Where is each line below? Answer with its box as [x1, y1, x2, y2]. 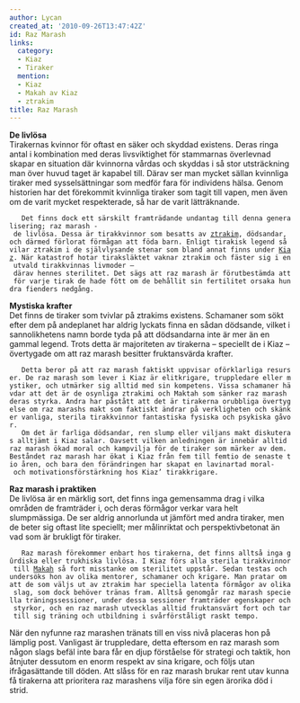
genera [266, 214, 292, 223]
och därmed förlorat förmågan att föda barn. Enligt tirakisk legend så [9, 237, 287, 247]
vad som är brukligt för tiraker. [9, 531, 121, 542]
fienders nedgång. [25, 285, 94, 294]
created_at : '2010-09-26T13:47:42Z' [9, 22, 146, 31]
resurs [266, 366, 292, 375]
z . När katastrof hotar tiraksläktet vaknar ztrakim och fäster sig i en [9, 254, 292, 263]
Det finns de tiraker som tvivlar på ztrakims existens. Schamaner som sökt [9, 310, 285, 321]
